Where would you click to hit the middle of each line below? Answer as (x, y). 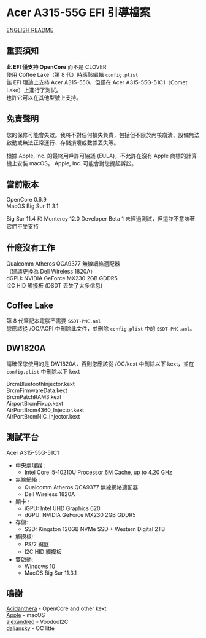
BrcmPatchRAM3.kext (34, 396)
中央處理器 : (30, 465)
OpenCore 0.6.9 (27, 200)
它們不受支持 (22, 226)
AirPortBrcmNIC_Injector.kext (43, 416)
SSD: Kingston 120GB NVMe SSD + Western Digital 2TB (95, 529)
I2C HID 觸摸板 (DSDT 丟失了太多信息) (55, 286)
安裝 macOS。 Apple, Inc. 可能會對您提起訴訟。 (77, 163)
